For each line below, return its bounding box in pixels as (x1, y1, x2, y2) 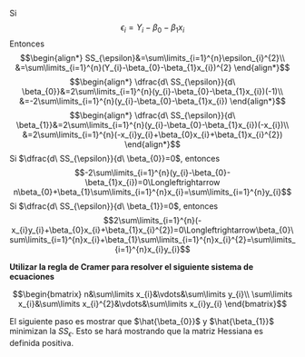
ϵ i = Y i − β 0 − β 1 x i (121, 22, 184, 35)
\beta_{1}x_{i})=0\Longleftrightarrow (84, 176, 221, 187)
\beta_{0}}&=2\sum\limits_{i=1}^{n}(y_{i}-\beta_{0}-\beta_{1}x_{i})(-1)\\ (21, 85, 284, 96)
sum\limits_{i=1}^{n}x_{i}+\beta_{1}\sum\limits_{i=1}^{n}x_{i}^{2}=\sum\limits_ (9, 233, 296, 244)
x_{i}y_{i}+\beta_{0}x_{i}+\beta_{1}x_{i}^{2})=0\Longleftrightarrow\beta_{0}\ (11, 224, 294, 235)
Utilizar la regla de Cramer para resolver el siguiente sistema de (9, 261, 254, 272)
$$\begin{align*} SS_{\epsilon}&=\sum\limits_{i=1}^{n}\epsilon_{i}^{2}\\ (19, 52, 286, 63)
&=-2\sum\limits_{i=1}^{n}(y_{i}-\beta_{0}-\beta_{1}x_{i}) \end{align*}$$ (19, 95, 286, 106)
